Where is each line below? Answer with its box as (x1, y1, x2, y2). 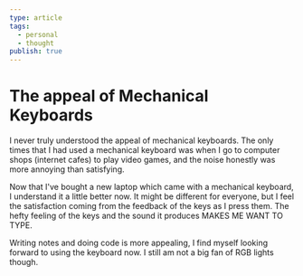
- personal (17, 30, 59, 39)
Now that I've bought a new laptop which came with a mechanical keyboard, (9, 182, 294, 193)
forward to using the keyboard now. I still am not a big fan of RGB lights (9, 247, 274, 258)
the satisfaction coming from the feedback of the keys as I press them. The (9, 201, 289, 212)
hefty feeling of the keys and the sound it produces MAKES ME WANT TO (9, 210, 283, 222)
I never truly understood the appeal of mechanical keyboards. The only (9, 135, 274, 146)
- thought (17, 38, 54, 48)
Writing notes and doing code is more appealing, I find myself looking (9, 237, 269, 249)
